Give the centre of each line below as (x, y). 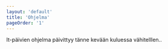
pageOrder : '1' (25, 23)
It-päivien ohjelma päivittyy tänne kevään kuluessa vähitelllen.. (84, 40)
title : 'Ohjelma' (28, 17)
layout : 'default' (29, 12)
